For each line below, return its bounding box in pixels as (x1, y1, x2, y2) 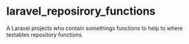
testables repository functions (6, 31, 82, 38)
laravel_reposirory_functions (6, 4, 156, 18)
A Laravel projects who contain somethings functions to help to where (6, 24, 183, 32)
